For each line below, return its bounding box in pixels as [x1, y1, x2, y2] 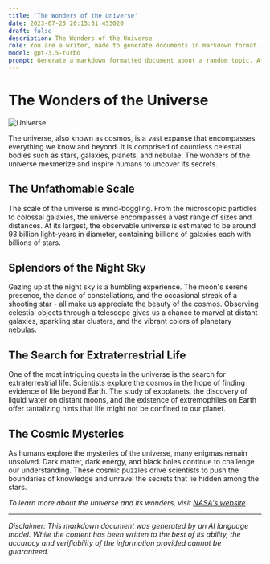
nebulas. [8, 325, 37, 334]
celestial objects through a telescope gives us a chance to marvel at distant [8, 308, 258, 317]
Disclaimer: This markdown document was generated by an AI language [8, 521, 249, 531]
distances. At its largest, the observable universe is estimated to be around [8, 220, 256, 230]
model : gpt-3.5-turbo [8, 49, 81, 57]
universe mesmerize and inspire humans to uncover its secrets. [8, 158, 219, 169]
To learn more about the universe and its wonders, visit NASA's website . [8, 498, 247, 508]
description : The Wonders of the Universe [8, 34, 153, 43]
